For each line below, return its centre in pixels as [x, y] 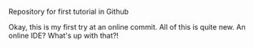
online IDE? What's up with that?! [64, 36]
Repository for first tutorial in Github [68, 12]
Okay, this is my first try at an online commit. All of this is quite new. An [127, 27]
